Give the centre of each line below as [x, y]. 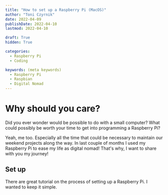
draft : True [18, 38]
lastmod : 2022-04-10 [27, 29]
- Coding [19, 61]
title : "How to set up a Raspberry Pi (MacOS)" [56, 10]
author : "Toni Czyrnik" [30, 15]
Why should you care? [53, 109]
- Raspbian [21, 79]
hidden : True [19, 42]
